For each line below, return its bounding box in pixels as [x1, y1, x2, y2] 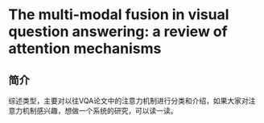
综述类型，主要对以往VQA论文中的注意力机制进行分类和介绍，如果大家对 [8, 96, 250, 105]
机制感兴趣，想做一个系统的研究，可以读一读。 [22, 106, 178, 115]
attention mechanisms [8, 40, 162, 58]
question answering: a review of [8, 22, 228, 41]
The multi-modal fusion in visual [8, 6, 229, 24]
